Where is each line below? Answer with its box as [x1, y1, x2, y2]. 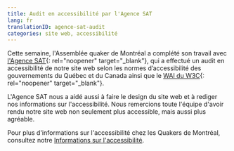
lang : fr [7, 17, 33, 24]
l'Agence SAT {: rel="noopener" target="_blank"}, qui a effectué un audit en [7, 57, 225, 65]
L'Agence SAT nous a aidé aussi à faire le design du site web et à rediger [7, 93, 218, 101]
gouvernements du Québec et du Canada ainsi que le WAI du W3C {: [7, 72, 205, 80]
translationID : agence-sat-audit [7, 23, 105, 30]
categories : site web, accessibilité [7, 29, 118, 37]
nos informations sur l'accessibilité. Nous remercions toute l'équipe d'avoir [7, 100, 224, 109]
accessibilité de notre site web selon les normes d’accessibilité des [7, 64, 202, 72]
